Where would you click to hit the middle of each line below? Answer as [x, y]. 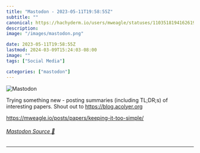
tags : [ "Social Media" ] [36, 61]
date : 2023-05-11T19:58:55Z [41, 44]
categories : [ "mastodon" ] [38, 72]
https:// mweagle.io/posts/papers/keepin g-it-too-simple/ [75, 118]
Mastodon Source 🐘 [31, 132]
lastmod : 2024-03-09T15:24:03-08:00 [51, 50]
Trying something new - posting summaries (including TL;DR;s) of [87, 100]
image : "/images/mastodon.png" [45, 34]
